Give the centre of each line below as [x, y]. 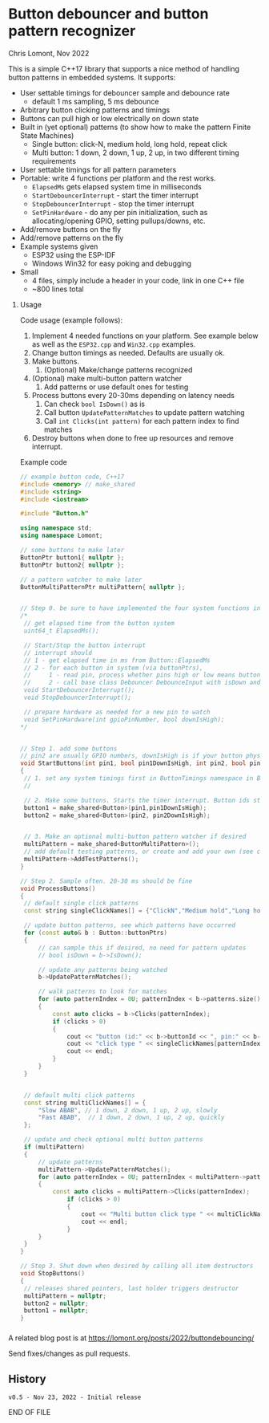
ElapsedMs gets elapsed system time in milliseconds [116, 186]
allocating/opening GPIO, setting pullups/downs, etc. [118, 221]
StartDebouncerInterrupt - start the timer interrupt [115, 195]
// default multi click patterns [79, 1095]
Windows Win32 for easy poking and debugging [112, 263]
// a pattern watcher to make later [81, 579]
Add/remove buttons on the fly [70, 229]
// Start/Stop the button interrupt [85, 645]
